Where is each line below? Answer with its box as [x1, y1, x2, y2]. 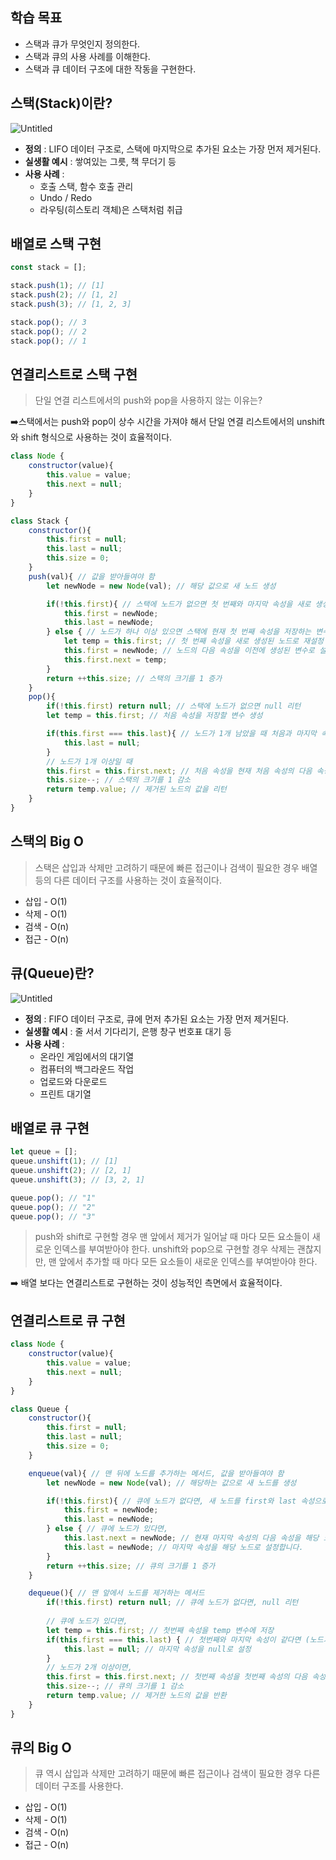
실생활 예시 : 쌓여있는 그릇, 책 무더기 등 [24, 155, 177, 167]
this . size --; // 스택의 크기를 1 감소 [46, 775, 192, 785]
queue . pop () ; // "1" [10, 1193, 97, 1203]
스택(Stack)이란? [10, 95, 113, 112]
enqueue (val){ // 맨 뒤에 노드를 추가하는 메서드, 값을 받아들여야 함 [28, 1468, 285, 1478]
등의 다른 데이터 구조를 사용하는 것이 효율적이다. [34, 874, 222, 886]
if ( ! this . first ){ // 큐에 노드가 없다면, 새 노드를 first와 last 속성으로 [46, 1496, 329, 1506]
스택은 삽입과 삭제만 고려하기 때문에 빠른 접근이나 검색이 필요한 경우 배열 [34, 861, 318, 873]
